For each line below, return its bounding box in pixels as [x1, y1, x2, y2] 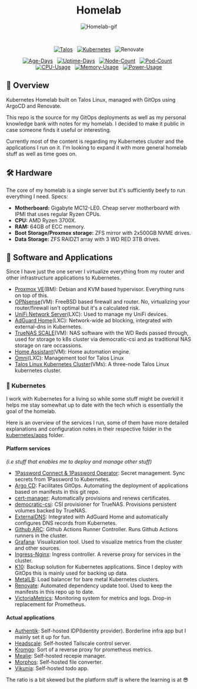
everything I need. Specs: [6, 192, 69, 200]
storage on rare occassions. [14, 342, 83, 349]
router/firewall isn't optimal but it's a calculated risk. [14, 304, 141, 312]
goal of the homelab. [6, 407, 56, 415]
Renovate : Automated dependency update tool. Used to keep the [14, 582, 172, 589]
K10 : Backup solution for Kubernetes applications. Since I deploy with [14, 563, 183, 570]
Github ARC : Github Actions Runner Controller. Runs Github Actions [14, 525, 178, 532]
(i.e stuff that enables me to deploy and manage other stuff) [6, 458, 152, 465]
